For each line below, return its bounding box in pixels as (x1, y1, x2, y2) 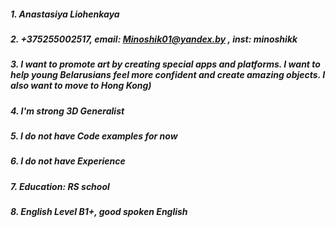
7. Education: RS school (10, 180, 110, 192)
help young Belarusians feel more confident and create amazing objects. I (10, 69, 326, 81)
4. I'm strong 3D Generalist (10, 105, 125, 117)
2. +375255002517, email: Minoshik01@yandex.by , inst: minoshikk (10, 33, 298, 45)
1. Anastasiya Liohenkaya (10, 8, 120, 20)
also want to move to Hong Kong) (10, 80, 152, 92)
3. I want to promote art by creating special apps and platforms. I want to (10, 58, 321, 70)
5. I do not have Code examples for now (10, 130, 178, 142)
